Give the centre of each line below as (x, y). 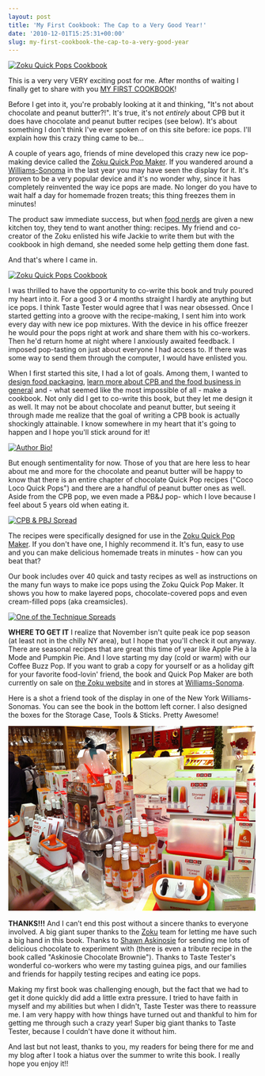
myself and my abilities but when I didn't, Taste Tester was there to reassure (132, 1006)
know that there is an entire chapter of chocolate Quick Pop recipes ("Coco (131, 480)
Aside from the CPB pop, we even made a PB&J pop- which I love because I (132, 497)
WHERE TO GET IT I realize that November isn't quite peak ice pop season (129, 632)
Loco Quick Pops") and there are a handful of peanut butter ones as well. (127, 488)
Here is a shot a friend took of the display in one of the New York (114, 698)
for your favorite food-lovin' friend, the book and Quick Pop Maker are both (131, 674)
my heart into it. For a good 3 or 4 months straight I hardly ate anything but (130, 299)
